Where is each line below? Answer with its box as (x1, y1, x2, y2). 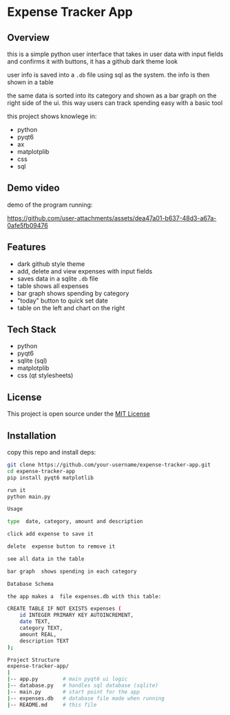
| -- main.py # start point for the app (7, 688, 140, 695)
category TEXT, (19, 625, 63, 632)
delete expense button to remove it (7, 543, 116, 550)
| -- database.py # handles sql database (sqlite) (7, 682, 158, 689)
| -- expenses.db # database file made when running (7, 695, 165, 702)
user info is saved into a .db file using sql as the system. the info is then (7, 70, 210, 79)
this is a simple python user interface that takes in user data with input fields (7, 50, 224, 58)
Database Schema (7, 580, 54, 587)
